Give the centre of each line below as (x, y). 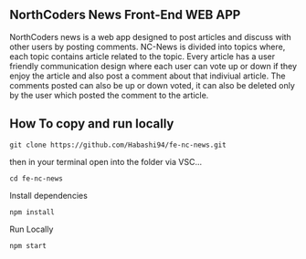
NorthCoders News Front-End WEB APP (125, 15)
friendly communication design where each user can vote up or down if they (153, 66)
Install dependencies (49, 195)
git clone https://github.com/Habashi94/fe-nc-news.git (118, 145)
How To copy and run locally (92, 124)
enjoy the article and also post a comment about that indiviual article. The (148, 76)
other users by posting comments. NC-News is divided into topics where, (148, 47)
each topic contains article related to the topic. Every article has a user (142, 56)
